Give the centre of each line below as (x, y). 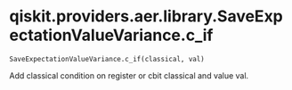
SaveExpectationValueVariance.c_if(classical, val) (107, 59)
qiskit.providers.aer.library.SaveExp (146, 16)
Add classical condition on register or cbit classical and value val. (129, 75)
